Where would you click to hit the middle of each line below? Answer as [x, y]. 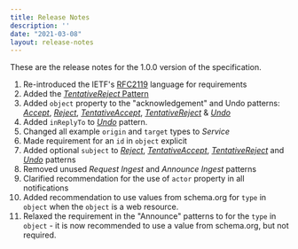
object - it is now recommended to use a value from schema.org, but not [156, 226]
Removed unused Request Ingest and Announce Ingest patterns [139, 169]
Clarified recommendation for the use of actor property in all [133, 179]
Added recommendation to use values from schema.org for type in [145, 198]
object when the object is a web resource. [101, 207]
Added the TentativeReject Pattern [86, 94]
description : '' [40, 26]
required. [39, 235]
